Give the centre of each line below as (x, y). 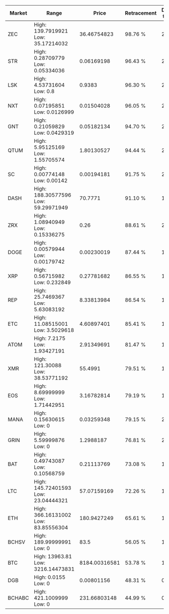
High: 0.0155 (50, 577)
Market (18, 13)
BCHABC (18, 598)
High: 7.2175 (50, 338)
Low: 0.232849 (53, 282)
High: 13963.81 (53, 556)
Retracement (141, 13)
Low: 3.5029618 (54, 330)
